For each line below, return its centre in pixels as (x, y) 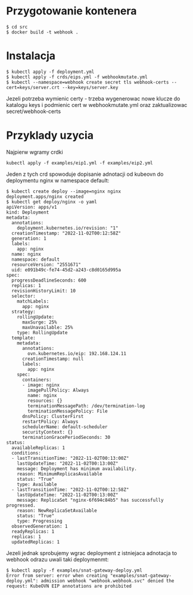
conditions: (27, 453)
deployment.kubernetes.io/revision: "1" (68, 228)
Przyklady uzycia (50, 135)
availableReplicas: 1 (38, 448)
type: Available (37, 484)
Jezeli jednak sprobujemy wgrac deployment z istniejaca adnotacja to (92, 553)
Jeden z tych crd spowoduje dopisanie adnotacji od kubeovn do (85, 174)
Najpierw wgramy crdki (35, 152)
